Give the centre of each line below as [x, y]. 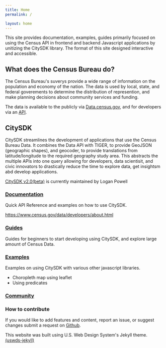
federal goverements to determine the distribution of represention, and [78, 92]
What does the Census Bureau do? [60, 69]
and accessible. [21, 53]
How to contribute [27, 309]
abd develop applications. [32, 172]
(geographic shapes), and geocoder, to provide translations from [71, 151]
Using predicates [30, 283]
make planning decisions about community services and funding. [72, 97]
